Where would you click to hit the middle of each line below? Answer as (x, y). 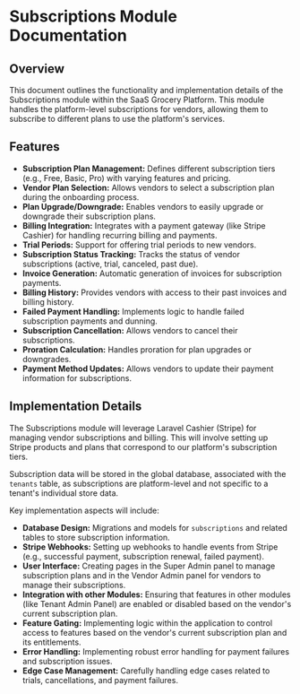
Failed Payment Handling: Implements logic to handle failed (133, 311)
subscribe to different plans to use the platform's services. (117, 119)
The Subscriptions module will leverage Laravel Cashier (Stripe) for (133, 428)
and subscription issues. (68, 661)
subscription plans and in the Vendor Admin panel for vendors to (141, 575)
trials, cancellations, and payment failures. (100, 680)
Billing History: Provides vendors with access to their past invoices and (154, 292)
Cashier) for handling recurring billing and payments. (120, 235)
